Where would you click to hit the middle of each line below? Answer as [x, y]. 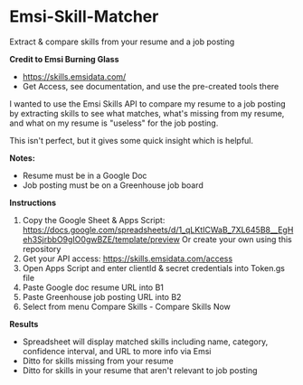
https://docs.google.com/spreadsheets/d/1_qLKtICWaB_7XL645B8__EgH [158, 230]
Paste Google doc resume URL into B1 [93, 287]
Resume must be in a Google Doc [85, 175]
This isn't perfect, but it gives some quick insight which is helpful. [132, 140]
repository [42, 249]
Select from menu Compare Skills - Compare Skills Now [126, 306]
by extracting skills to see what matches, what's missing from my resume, [147, 113]
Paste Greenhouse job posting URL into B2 [102, 296]
